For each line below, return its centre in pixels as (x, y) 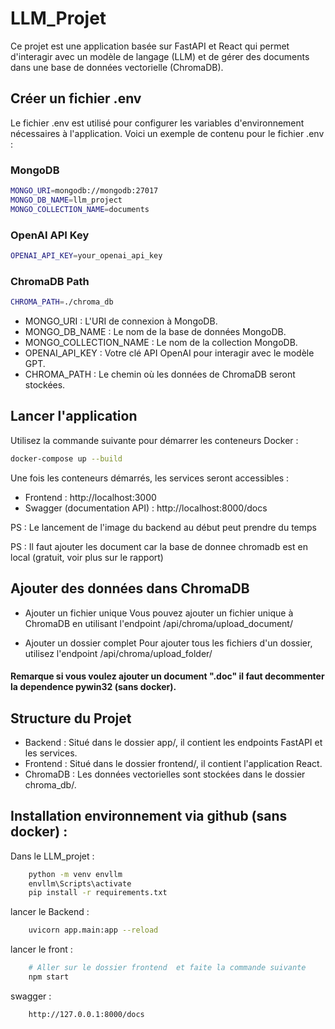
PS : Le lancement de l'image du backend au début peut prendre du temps (163, 527)
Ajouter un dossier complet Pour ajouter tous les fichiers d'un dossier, (168, 643)
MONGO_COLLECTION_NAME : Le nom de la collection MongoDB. (161, 343)
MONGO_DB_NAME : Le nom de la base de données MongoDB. (155, 332)
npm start (49, 977)
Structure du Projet (71, 718)
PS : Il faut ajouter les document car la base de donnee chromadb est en (159, 546)
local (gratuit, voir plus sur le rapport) (87, 557)
